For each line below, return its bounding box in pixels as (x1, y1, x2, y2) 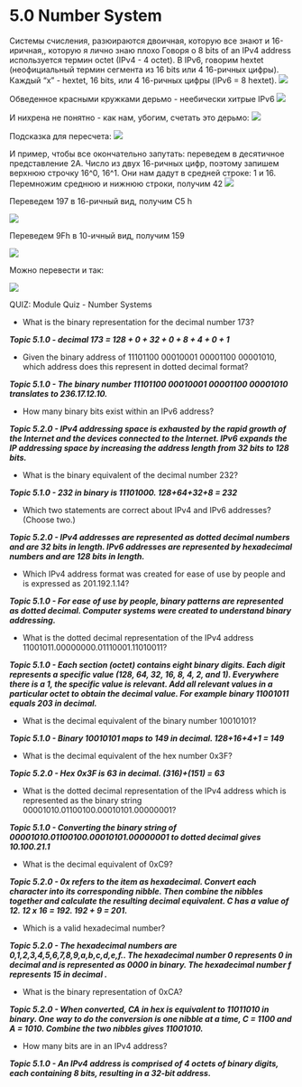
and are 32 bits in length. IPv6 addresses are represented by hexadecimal (9, 541, 293, 552)
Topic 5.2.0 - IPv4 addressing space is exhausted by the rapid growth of (9, 423, 287, 434)
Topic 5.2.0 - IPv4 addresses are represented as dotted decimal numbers (9, 531, 290, 542)
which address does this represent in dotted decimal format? (22, 361, 249, 371)
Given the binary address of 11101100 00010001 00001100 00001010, (22, 351, 277, 362)
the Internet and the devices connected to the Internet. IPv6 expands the (9, 433, 288, 444)
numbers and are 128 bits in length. (9, 550, 145, 561)
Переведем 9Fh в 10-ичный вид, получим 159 (9, 230, 185, 240)
